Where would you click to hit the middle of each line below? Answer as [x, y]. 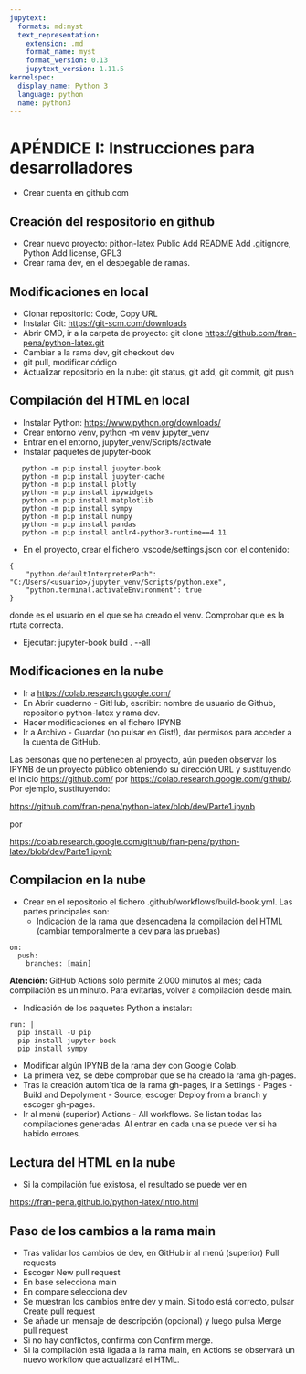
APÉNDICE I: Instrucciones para [132, 148]
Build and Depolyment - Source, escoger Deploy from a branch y [145, 1095]
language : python [51, 94]
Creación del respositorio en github [112, 222]
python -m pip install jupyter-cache [94, 476]
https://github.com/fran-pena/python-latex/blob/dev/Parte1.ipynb [132, 806]
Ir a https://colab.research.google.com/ [96, 693]
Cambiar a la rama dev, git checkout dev [99, 352]
